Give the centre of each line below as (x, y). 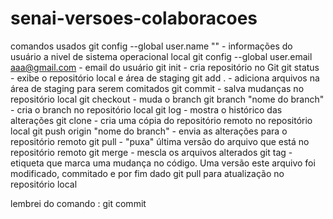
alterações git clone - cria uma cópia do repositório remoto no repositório (161, 120)
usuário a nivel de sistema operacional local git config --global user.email (161, 56)
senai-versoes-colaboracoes (134, 18)
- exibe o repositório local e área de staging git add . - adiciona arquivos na (165, 78)
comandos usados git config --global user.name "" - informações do (151, 46)
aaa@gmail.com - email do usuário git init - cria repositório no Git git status (165, 67)
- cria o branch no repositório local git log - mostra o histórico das (146, 109)
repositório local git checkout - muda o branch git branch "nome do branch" (167, 99)
